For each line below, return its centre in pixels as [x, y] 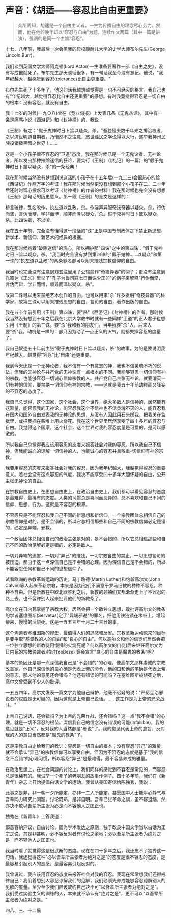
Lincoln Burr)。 [21, 55]
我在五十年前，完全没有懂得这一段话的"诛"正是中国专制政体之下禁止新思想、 [85, 231]
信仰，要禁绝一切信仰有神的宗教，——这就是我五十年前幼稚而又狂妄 [94, 384]
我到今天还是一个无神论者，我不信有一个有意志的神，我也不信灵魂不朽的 [81, 365]
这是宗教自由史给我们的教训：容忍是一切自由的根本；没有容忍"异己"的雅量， [85, 746]
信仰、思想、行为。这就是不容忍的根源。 [48, 504]
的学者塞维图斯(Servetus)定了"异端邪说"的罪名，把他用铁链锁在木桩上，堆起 [85, 615]
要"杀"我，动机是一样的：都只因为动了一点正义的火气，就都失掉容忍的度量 [83, 331]
